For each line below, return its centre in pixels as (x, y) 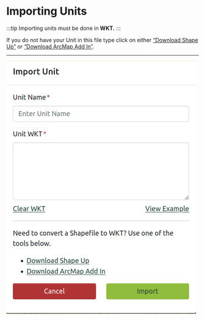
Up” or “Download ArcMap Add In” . (50, 46)
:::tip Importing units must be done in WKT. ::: (63, 28)
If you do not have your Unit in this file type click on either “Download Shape (102, 40)
